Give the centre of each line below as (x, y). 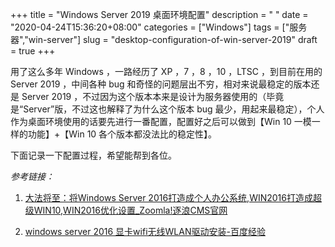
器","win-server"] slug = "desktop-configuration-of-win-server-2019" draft (164, 39)
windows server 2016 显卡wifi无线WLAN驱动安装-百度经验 (145, 231)
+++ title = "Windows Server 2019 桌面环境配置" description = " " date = (159, 14)
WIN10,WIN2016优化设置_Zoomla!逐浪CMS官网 (130, 210)
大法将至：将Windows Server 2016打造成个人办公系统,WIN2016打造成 (168, 197)
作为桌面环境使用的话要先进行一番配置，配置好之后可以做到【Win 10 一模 (161, 121)
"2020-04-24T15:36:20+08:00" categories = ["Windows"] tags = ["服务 (159, 27)
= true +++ (33, 51)
